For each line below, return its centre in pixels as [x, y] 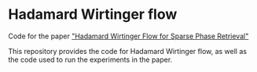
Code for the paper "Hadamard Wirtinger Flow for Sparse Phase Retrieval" [128, 36]
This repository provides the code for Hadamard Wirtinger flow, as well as [128, 51]
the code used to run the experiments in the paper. [90, 59]
